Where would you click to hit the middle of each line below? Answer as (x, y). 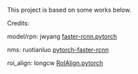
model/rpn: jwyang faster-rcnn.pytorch (62, 36)
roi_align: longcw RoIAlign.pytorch (55, 63)
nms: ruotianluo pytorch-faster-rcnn (58, 50)
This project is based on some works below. (69, 10)
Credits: (18, 23)
